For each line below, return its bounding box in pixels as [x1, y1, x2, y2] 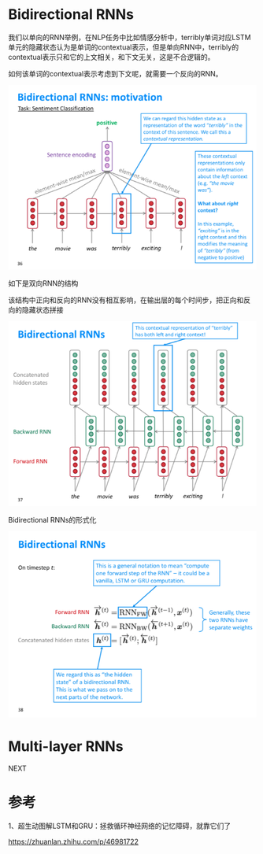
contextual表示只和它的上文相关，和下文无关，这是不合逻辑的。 [8, 52, 215, 61]
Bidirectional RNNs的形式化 [8, 515, 97, 524]
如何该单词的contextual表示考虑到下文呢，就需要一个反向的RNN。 [8, 68, 223, 78]
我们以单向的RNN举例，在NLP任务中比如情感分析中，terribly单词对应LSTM [8, 32, 251, 42]
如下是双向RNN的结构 [8, 279, 79, 288]
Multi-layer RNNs [8, 738, 124, 756]
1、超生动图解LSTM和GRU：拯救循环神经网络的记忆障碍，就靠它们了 [8, 821, 232, 831]
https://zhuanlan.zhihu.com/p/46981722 [8, 837, 139, 847]
